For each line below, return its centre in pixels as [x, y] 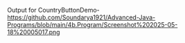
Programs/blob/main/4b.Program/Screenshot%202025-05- [92, 25]
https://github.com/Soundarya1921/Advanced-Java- [81, 17]
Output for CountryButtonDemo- [53, 10]
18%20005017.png [34, 32]
